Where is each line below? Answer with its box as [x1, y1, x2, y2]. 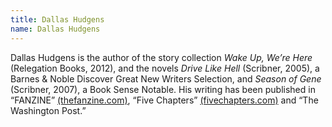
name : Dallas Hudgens [10, 24, 101, 34]
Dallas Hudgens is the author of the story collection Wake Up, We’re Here [10, 51, 313, 63]
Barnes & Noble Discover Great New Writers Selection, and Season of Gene [10, 72, 322, 85]
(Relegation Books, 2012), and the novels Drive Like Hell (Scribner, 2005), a [10, 62, 320, 74]
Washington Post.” [10, 104, 87, 116]
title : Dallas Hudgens [10, 14, 105, 25]
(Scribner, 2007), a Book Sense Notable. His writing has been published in [10, 83, 316, 95]
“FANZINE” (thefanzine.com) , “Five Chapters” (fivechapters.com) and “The [10, 94, 319, 106]
